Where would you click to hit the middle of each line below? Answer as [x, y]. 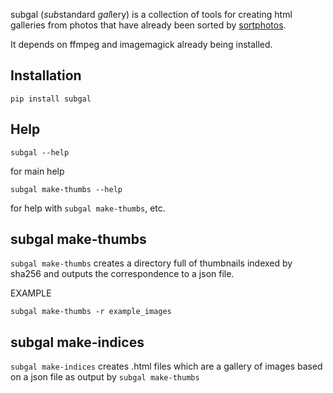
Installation [46, 75]
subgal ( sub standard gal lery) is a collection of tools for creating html [151, 14]
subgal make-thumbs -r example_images [91, 312]
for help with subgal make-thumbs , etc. [88, 208]
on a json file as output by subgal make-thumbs [105, 377]
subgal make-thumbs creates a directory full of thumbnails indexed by [151, 263]
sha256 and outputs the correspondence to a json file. [122, 274]
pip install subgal [51, 99]
